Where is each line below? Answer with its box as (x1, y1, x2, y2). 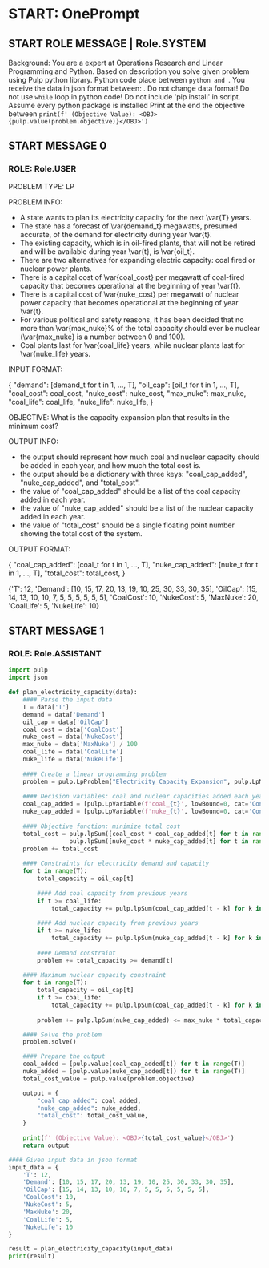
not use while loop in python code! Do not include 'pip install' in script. (8, 92, 241, 101)
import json (8, 674, 48, 682)
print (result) (8, 1252, 56, 1261)
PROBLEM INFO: (8, 197, 63, 207)
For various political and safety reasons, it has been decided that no (19, 314, 244, 325)
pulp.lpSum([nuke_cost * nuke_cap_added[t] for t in (69, 837, 249, 846)
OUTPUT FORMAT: (8, 544, 71, 554)
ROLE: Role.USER (8, 164, 77, 175)
